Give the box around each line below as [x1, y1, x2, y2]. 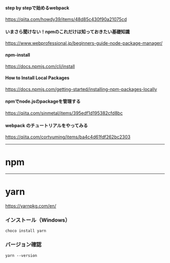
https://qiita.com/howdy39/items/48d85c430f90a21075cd [5, 16, 127, 22]
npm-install [5, 52, 30, 58]
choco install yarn [5, 228, 47, 233]
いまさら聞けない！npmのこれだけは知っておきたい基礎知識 [5, 28, 130, 35]
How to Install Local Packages [5, 75, 70, 81]
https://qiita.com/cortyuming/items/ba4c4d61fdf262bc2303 [5, 134, 131, 140]
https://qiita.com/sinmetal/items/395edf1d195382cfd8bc [5, 110, 123, 116]
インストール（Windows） [5, 217, 71, 224]
